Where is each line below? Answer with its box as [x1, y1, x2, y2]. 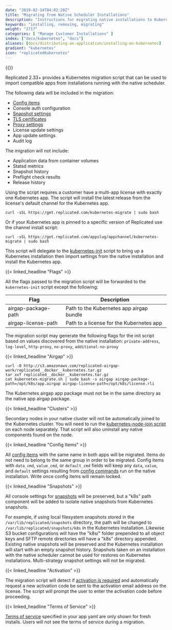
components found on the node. [5, 431, 73, 438]
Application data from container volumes [12, 157, 99, 164]
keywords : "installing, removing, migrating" [5, 21, 104, 27]
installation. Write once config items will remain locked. [5, 473, 121, 479]
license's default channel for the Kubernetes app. [5, 200, 110, 206]
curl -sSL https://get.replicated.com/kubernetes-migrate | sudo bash [5, 210, 159, 215]
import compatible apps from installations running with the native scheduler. [5, 80, 166, 86]
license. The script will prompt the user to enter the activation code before [5, 588, 162, 594]
